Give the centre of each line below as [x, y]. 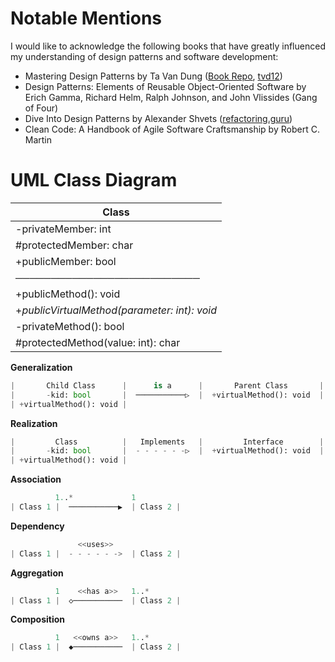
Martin [38, 139]
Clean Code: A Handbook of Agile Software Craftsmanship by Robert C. [172, 129]
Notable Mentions [86, 18]
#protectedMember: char [74, 245]
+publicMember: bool [66, 261]
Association [36, 479]
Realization [34, 423]
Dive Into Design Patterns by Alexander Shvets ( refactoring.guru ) [158, 118]
